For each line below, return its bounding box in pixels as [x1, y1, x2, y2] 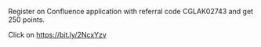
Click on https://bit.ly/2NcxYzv [8, 31, 107, 39]
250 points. [8, 15, 45, 24]
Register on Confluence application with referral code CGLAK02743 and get [8, 7, 253, 16]
